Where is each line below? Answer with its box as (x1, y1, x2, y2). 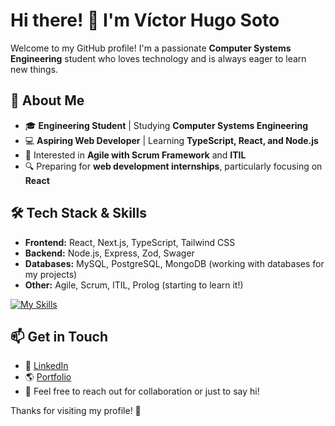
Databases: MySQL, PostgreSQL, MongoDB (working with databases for (24, 257, 325, 269)
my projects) (24, 268, 78, 280)
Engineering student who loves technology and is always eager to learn (10, 52, 307, 64)
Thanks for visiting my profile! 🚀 (10, 405, 142, 417)
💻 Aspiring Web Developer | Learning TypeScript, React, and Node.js (24, 134, 319, 146)
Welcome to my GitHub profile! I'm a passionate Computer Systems (10, 42, 292, 54)
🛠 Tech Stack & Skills (10, 205, 147, 222)
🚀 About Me (10, 92, 85, 109)
